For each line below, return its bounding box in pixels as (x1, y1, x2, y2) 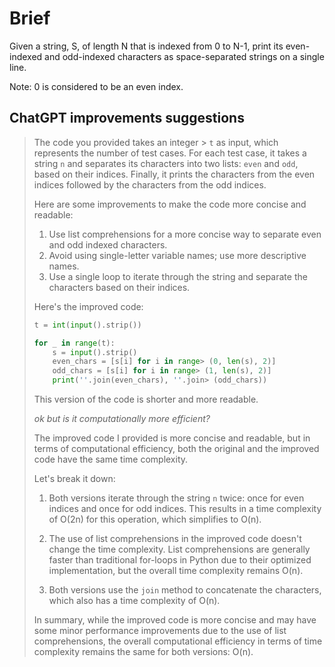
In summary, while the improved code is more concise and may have (33, 614, 317, 626)
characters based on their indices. (48, 281, 191, 293)
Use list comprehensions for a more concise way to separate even (48, 228, 322, 240)
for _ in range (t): (33, 338, 116, 348)
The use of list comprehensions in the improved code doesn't (48, 533, 302, 544)
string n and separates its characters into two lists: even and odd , (33, 157, 299, 169)
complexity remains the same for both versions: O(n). (33, 646, 254, 657)
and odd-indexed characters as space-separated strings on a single (44, 50, 325, 62)
